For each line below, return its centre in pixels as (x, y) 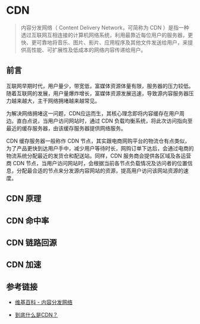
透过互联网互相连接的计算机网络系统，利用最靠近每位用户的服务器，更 (107, 35)
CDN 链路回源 (32, 242)
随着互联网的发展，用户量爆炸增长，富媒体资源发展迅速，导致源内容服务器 (97, 93)
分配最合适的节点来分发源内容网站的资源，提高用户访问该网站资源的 (100, 171)
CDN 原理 (24, 199)
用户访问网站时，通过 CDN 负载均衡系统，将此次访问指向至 (120, 121)
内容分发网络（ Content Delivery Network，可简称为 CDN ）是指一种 (105, 27)
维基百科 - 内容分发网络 (44, 302)
